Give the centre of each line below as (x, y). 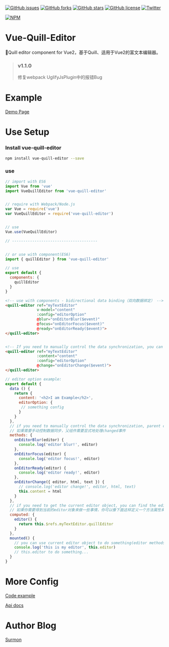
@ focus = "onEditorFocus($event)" (71, 324)
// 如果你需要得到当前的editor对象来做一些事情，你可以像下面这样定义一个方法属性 (85, 510)
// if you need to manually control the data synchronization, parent (85, 426)
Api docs (14, 605)
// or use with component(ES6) (38, 254)
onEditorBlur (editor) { (39, 440)
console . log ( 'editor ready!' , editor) (59, 473)
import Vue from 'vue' (29, 186)
